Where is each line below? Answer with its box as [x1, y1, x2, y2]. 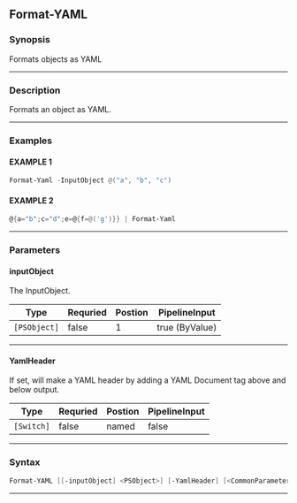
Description [9, 84, 61, 96]
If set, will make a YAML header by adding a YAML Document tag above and [9, 375, 286, 385]
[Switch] [13, 422, 50, 431]
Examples [9, 134, 53, 147]
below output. [9, 385, 60, 395]
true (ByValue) [156, 322, 217, 334]
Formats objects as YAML [9, 53, 103, 65]
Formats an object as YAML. [9, 103, 112, 114]
